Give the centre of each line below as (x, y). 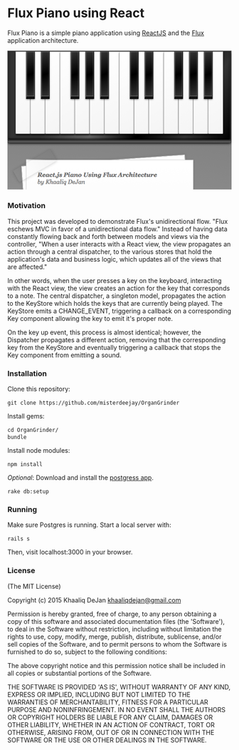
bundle (17, 437)
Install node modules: (39, 450)
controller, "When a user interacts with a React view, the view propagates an (119, 244)
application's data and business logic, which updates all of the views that (115, 259)
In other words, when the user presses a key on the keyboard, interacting (115, 280)
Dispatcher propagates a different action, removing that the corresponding (117, 339)
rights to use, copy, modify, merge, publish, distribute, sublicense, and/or (115, 637)
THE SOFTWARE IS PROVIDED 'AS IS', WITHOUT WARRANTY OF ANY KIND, (119, 687)
